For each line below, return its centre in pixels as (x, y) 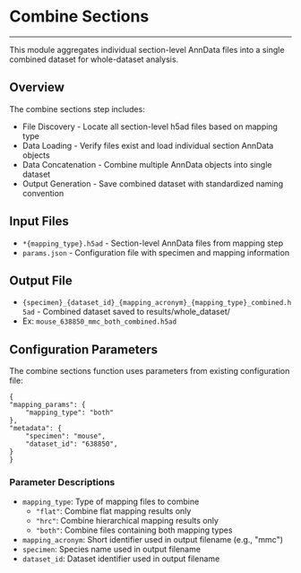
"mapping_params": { (48, 405)
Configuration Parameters (84, 349)
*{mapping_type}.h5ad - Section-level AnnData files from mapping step (153, 243)
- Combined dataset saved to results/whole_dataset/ (134, 312)
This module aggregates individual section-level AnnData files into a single (147, 49)
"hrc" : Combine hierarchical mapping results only (127, 521)
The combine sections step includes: (77, 109)
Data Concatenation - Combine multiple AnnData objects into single (147, 164)
